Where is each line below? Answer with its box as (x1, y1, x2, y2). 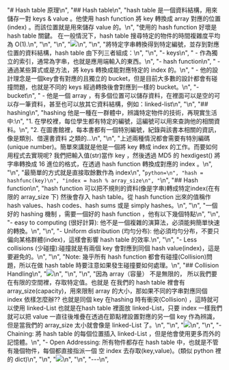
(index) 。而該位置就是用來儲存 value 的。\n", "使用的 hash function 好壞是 (7, 23, 217, 31)
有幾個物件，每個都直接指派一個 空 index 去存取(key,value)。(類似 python (7, 347, 214, 354)
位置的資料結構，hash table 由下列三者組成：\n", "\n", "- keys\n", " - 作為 (7, 49, 212, 57)
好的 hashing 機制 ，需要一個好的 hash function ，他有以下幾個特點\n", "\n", (7, 210, 220, 217)
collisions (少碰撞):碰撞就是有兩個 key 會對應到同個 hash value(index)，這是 (7, 244, 220, 252)
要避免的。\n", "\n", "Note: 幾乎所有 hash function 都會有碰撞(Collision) (7, 252, 207, 261)
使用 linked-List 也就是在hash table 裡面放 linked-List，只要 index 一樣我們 (12, 304, 223, 312)
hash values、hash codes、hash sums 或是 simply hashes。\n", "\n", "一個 (7, 201, 218, 209)
